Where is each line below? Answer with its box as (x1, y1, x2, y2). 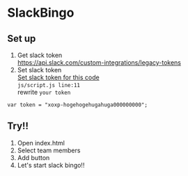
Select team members (17, 146, 81, 154)
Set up (7, 33, 36, 45)
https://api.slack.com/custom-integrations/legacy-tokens (17, 58, 182, 67)
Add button (17, 153, 50, 161)
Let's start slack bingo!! (17, 161, 85, 169)
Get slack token (17, 51, 63, 59)
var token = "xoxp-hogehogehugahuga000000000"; (7, 102, 148, 109)
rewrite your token (17, 88, 71, 96)
